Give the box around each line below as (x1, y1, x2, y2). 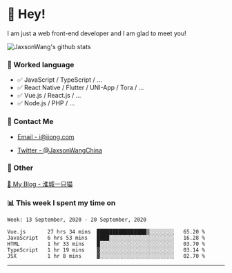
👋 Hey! (7, 6, 46, 22)
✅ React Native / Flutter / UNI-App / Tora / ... (17, 83, 144, 92)
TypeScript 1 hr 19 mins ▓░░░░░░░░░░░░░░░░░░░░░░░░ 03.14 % (7, 247, 206, 254)
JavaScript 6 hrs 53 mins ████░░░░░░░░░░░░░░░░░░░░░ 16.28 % (7, 235, 206, 242)
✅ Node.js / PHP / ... (17, 99, 75, 107)
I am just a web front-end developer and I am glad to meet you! (7, 29, 186, 37)
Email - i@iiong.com (17, 132, 75, 141)
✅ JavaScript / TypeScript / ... (17, 76, 102, 84)
